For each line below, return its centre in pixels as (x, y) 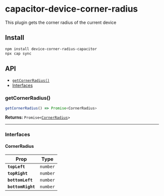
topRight (18, 173)
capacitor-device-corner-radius (72, 9)
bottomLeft (20, 180)
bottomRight (21, 187)
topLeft (16, 167)
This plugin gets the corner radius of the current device (61, 22)
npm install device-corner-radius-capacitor (51, 49)
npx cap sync (18, 53)
